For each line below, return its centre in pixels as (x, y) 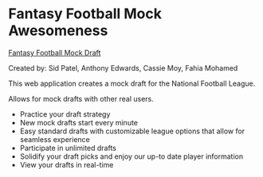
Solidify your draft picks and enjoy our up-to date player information (131, 156)
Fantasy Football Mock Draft (55, 52)
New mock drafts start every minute (79, 122)
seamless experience (55, 139)
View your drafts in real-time (67, 164)
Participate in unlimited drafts (68, 148)
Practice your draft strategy (65, 114)
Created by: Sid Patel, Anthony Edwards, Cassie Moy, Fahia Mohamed (123, 67)
